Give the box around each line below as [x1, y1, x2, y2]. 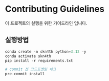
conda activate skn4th [5, 54, 51, 59]
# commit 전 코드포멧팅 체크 [5, 67, 56, 72]
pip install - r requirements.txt [5, 58, 73, 63]
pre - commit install [5, 72, 45, 77]
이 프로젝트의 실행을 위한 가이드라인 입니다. [5, 20, 87, 26]
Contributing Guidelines [5, 3, 105, 15]
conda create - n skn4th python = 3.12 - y [5, 49, 87, 54]
